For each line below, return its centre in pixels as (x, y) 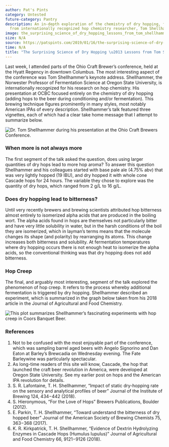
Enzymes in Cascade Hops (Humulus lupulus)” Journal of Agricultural (84, 433)
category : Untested (26, 15)
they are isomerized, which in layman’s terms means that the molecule (78, 231)
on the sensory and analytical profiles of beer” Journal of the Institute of (87, 391)
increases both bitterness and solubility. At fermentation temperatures (78, 242)
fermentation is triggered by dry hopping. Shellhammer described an (76, 293)
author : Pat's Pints (27, 10)
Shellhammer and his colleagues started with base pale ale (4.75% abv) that (84, 170)
